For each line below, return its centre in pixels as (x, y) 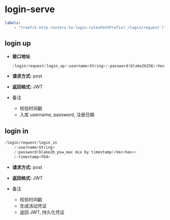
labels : (13, 23)
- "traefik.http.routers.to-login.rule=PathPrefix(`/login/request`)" (90, 27)
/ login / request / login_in (31, 143)
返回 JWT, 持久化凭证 (42, 212)
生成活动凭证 (33, 206)
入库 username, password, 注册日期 (57, 115)
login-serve (30, 9)
